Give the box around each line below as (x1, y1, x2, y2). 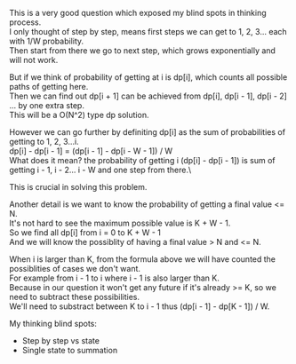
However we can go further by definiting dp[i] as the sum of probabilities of (9, 127, 286, 137)
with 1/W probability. (9, 36, 84, 46)
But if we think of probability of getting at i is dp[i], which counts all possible (9, 72, 288, 83)
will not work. (9, 55, 59, 65)
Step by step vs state (21, 336, 100, 345)
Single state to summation (21, 345, 118, 355)
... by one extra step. (9, 100, 84, 110)
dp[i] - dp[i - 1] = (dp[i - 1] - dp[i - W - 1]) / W (9, 146, 173, 156)
